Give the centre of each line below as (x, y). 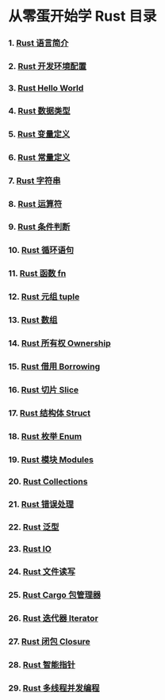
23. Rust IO (30, 549)
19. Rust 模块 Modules (51, 459)
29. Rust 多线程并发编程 (54, 688)
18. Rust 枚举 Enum (45, 436)
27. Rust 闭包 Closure (50, 641)
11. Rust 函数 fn (37, 273)
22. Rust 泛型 (34, 527)
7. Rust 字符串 (35, 181)
